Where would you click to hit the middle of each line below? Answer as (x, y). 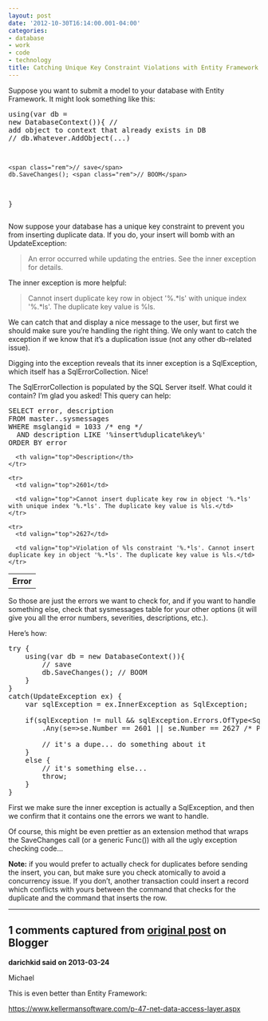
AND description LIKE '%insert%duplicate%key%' (111, 435)
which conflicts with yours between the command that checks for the (122, 889)
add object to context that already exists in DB (107, 130)
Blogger (29, 943)
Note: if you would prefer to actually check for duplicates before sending (128, 864)
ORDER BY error (38, 443)
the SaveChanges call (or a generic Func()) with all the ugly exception (123, 840)
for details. (45, 267)
